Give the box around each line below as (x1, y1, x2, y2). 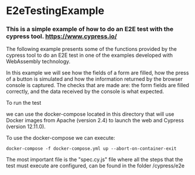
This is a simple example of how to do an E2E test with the (6, 25, 174, 33)
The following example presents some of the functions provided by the (6, 46, 177, 53)
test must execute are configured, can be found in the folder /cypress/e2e (6, 162, 185, 169)
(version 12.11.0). (6, 123, 46, 130)
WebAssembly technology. (6, 58, 71, 65)
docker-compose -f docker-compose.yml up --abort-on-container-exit (6, 146, 177, 152)
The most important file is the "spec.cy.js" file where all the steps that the (6, 156, 183, 163)
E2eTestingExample (6, 4, 104, 18)
